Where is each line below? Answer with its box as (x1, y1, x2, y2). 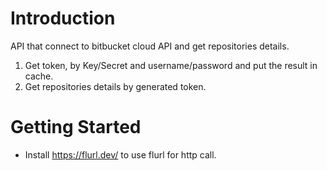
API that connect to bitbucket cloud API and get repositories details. (10, 40, 290, 52)
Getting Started (10, 116, 142, 139)
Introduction (10, 7, 116, 30)
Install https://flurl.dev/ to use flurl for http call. (24, 148, 217, 161)
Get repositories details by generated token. (24, 80, 207, 92)
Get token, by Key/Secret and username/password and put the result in (24, 59, 318, 71)
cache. (24, 70, 54, 82)
